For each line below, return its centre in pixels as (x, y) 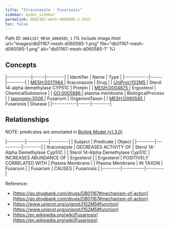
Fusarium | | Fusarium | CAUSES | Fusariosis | (52, 168)
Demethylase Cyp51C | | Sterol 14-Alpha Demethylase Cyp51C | (84, 152)
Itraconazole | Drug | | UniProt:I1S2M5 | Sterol (114, 82)
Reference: (17, 183)
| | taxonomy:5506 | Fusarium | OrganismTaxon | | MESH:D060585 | (75, 98)
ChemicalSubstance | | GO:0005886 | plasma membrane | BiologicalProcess (85, 93)
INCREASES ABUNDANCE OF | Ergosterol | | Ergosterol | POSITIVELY (77, 157)
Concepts (21, 65)
